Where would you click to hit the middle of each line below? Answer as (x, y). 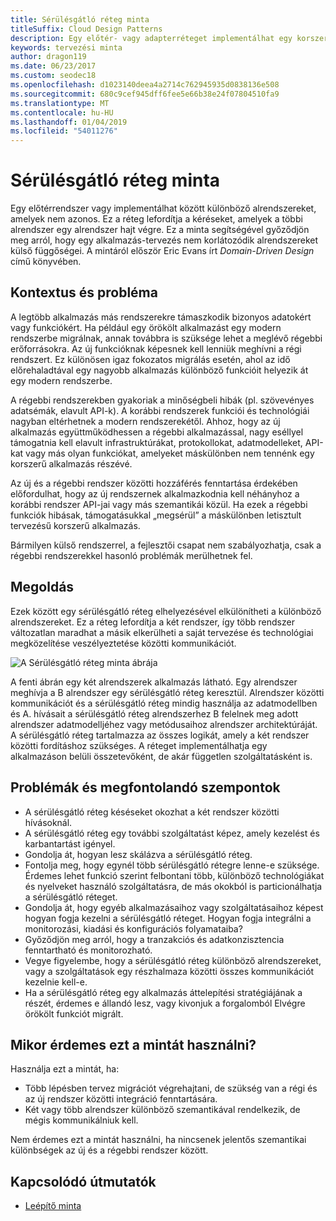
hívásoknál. (48, 822)
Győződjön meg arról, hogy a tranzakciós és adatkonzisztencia (154, 939)
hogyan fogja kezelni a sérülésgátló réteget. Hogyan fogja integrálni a (168, 918)
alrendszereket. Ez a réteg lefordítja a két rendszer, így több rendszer (152, 622)
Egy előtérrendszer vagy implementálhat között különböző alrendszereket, (163, 208)
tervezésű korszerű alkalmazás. (75, 525)
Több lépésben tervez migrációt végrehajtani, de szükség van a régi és (171, 1088)
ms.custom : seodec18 (53, 76)
